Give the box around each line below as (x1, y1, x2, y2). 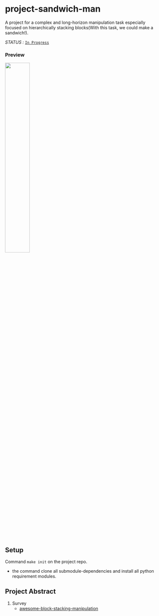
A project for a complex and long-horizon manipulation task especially (5, 19, 146, 25)
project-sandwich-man (5, 3, 101, 15)
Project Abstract (5, 587, 56, 596)
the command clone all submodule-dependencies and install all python (12, 568, 154, 574)
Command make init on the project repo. (5, 559, 88, 565)
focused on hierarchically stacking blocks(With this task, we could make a (5, 24, 154, 30)
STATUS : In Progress (5, 39, 50, 45)
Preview (5, 51, 25, 58)
